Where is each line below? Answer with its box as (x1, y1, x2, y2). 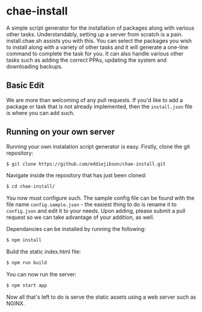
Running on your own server (6, 127, 115, 137)
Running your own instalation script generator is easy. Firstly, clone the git (6, 143, 191, 150)
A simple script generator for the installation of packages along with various (6, 24, 195, 31)
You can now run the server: (6, 271, 77, 278)
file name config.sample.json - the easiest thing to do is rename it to (6, 201, 177, 208)
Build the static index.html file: (6, 248, 81, 255)
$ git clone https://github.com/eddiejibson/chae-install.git (6, 161, 166, 167)
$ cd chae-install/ (6, 183, 55, 190)
